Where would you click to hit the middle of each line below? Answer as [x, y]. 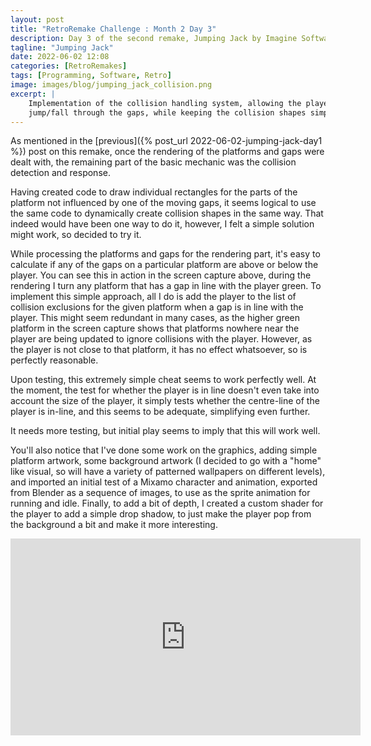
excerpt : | [33, 94]
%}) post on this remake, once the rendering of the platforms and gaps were [167, 152]
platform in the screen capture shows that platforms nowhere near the [155, 328]
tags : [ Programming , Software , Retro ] [91, 76]
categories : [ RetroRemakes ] [69, 66]
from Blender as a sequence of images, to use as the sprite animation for [160, 493]
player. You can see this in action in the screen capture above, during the [161, 275]
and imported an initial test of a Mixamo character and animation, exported [164, 482]
